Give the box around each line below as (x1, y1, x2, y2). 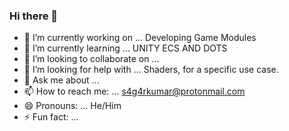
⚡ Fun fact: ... (23, 111, 79, 123)
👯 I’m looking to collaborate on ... (23, 53, 160, 65)
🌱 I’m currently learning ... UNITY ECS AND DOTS (23, 42, 228, 54)
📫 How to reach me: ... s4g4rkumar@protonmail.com (23, 85, 246, 98)
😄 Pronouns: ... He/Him (23, 100, 122, 112)
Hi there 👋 (9, 9, 59, 23)
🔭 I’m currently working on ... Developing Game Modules (23, 32, 257, 44)
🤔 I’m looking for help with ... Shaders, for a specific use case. (23, 64, 279, 76)
